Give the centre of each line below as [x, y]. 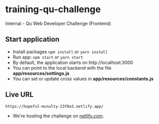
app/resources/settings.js [41, 73]
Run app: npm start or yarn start [48, 57]
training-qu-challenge [53, 9]
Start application [32, 39]
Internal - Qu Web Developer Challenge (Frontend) [58, 23]
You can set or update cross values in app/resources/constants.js [83, 79]
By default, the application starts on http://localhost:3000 [73, 63]
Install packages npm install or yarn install [60, 51]
